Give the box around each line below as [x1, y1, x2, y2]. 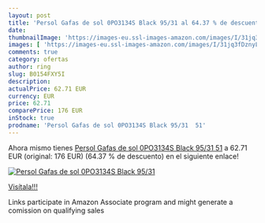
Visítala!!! [8, 182, 38, 191]
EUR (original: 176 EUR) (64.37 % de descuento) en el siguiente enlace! [8, 151, 239, 161]
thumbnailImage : [8, 33, 62, 42]
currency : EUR [8, 92, 55, 100]
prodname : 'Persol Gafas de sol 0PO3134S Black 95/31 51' [8, 121, 207, 129]
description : [8, 77, 51, 85]
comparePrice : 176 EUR [8, 107, 83, 115]
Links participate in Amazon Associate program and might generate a [8, 197, 233, 206]
